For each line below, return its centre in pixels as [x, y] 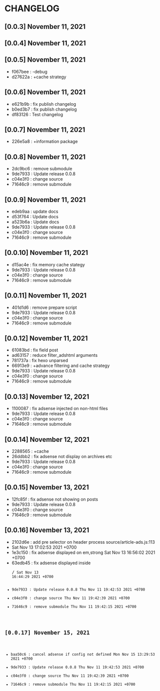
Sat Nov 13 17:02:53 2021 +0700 [44, 547]
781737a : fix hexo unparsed [40, 361]
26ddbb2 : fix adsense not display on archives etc [62, 457]
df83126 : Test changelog [37, 114]
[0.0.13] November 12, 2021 [47, 397]
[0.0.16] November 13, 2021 [47, 530]
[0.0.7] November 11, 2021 [45, 129]
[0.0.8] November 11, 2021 [45, 157]
